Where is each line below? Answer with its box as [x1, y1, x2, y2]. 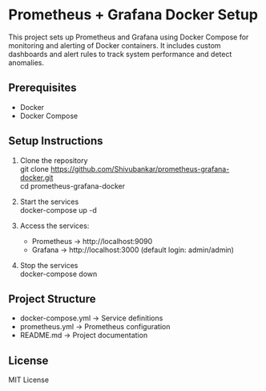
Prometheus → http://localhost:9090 [31, 236, 153, 246]
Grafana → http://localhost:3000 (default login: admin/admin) [31, 245, 235, 255]
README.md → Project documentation [19, 331, 148, 340]
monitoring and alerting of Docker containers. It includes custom [8, 40, 222, 50]
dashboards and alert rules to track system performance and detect [8, 49, 232, 59]
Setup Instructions [8, 134, 103, 148]
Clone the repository [19, 155, 88, 165]
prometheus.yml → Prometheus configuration [19, 322, 171, 332]
